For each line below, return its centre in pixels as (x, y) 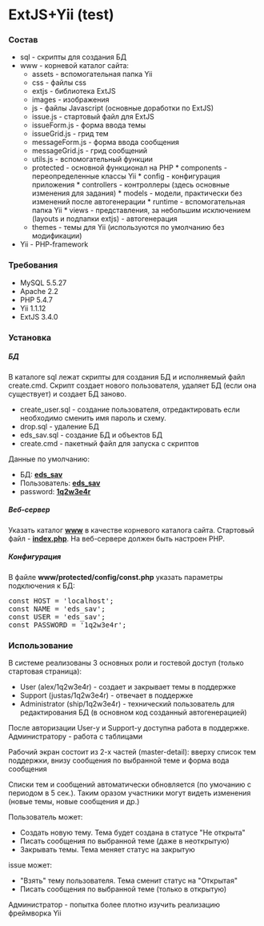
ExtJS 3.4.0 (39, 316)
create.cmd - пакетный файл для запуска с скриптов (110, 443)
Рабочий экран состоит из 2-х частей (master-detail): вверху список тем (132, 751)
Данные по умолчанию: (49, 459)
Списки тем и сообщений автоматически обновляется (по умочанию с (130, 784)
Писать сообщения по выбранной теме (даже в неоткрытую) (124, 841)
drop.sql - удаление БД (60, 426)
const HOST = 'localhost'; (61, 601)
